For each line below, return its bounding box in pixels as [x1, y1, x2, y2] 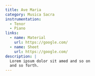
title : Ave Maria [5, 7, 41, 12]
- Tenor [9, 21, 26, 26]
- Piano [9, 26, 26, 31]
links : [5, 30, 19, 35]
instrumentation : [5, 16, 41, 21]
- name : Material [9, 35, 46, 40]
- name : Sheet [9, 44, 39, 49]
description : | [5, 53, 37, 59]
